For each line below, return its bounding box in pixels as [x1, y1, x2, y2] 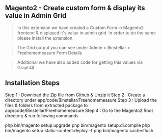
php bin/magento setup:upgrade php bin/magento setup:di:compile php [5, 122, 150, 128]
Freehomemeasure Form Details [17, 50, 82, 55]
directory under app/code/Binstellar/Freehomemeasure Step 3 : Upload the [5, 97, 157, 103]
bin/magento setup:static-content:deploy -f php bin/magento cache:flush [5, 127, 154, 133]
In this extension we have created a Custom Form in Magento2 [17, 25, 144, 30]
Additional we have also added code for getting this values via [17, 59, 143, 65]
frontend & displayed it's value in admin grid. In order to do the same [17, 29, 156, 36]
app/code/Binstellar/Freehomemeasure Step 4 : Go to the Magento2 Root [5, 108, 153, 113]
